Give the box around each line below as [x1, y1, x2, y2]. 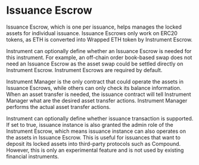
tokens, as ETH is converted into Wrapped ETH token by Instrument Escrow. [6, 36, 192, 43]
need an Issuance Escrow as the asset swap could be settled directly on [6, 60, 184, 67]
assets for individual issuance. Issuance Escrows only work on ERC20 [6, 29, 178, 36]
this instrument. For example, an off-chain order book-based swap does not [6, 54, 192, 61]
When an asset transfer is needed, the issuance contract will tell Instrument [6, 91, 192, 98]
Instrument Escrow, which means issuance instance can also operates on [6, 127, 186, 135]
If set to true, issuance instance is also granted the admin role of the [6, 121, 174, 128]
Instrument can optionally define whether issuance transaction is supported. [6, 114, 194, 122]
